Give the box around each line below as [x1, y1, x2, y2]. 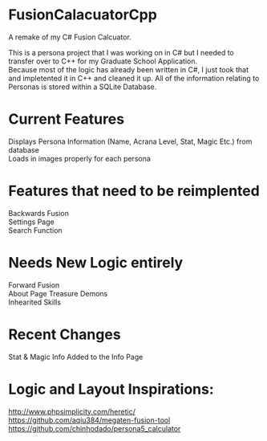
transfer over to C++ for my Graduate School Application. [8, 56, 198, 66]
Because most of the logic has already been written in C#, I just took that [8, 64, 249, 74]
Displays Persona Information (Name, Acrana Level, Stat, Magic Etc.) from [8, 137, 253, 146]
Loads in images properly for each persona [8, 153, 151, 163]
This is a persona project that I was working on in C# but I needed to [8, 47, 234, 57]
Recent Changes [8, 325, 122, 343]
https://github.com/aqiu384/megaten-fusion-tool [8, 415, 171, 425]
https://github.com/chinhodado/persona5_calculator [8, 423, 181, 433]
